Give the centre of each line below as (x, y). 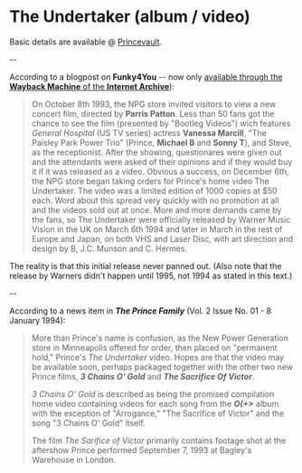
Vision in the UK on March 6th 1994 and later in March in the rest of (157, 229)
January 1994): (38, 320)
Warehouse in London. (73, 459)
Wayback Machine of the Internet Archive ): (92, 86)
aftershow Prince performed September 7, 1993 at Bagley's (142, 449)
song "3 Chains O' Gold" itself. (89, 422)
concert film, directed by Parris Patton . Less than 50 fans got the (153, 113)
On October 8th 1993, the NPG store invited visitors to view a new (154, 104)
